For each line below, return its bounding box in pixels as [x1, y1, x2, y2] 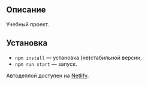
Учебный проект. [6, 20, 50, 28]
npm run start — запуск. [14, 60, 77, 68]
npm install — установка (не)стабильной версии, [14, 54, 142, 61]
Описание [6, 5, 46, 15]
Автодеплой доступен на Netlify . [6, 72, 89, 79]
